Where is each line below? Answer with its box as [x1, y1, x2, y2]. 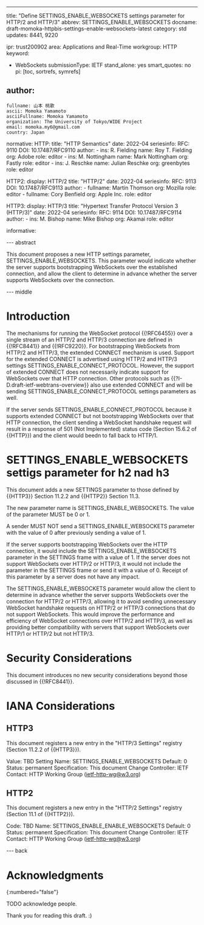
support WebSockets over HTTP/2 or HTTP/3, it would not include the [6, 560, 181, 567]
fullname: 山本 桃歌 [6, 103, 55, 109]
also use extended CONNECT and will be [90, 381, 193, 388]
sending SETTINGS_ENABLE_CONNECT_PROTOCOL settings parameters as [6, 387, 196, 395]
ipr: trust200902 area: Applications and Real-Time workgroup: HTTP [6, 43, 177, 50]
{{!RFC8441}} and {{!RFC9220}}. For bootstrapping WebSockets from [6, 342, 180, 349]
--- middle [6, 288, 32, 295]
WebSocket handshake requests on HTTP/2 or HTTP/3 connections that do [6, 604, 195, 611]
